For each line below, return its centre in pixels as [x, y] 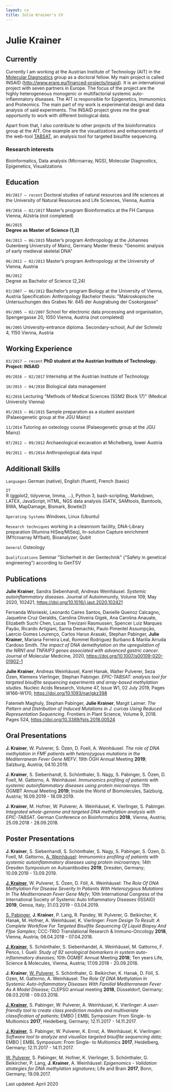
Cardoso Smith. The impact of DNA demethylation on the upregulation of [83, 645]
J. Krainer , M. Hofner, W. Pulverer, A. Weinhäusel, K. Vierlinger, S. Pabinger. [86, 806]
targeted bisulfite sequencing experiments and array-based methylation [82, 682]
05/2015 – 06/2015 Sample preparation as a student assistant [70, 412]
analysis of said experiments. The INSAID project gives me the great [78, 110]
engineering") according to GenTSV [44, 563]
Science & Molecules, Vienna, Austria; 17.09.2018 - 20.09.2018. [72, 963]
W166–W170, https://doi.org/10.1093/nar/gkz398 [57, 693]
